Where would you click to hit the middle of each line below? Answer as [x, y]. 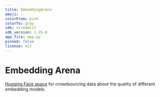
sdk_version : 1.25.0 [26, 32]
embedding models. [25, 89]
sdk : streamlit [21, 28]
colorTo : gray [20, 23]
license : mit [19, 46]
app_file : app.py [23, 37]
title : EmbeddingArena [28, 10]
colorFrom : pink [22, 19]
